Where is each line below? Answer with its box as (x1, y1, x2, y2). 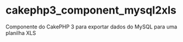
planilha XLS (5, 29, 36, 36)
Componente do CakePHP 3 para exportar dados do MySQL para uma (5, 23, 178, 30)
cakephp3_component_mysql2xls (5, 4, 176, 17)
